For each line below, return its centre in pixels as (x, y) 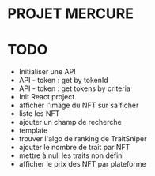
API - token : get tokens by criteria (75, 88)
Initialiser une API (47, 72)
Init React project (47, 97)
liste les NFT (39, 114)
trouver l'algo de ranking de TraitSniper (83, 139)
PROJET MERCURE (70, 14)
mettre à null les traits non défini (71, 155)
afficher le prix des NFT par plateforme (83, 164)
